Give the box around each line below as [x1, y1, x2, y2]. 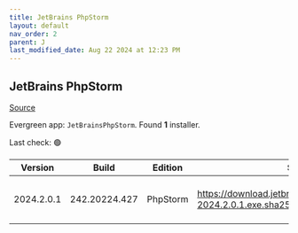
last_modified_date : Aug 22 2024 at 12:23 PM [9, 46, 180, 55]
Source [9, 102, 35, 113]
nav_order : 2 [9, 29, 58, 38]
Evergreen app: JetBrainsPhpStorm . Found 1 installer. [9, 119, 201, 129]
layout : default [9, 21, 69, 30]
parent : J [9, 37, 46, 47]
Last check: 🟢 [9, 136, 62, 147]
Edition [152, 161, 184, 174]
